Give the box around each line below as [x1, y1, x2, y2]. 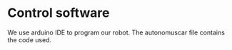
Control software [7, 5, 110, 21]
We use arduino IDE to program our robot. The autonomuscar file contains [7, 28, 225, 37]
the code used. [7, 35, 52, 44]
